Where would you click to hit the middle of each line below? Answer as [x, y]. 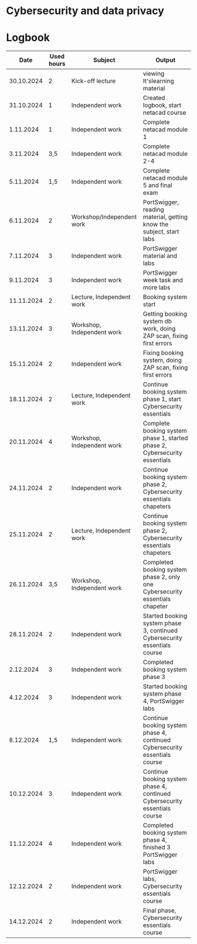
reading [153, 210]
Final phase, [159, 910]
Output [165, 60]
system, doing [162, 360]
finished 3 [157, 848]
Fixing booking [163, 353]
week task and [163, 280]
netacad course [164, 113]
